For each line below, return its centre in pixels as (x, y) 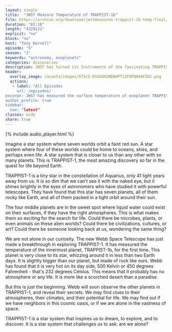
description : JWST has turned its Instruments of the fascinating (78, 67)
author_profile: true (28, 100)
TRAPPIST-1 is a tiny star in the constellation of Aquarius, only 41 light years (85, 175)
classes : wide (20, 115)
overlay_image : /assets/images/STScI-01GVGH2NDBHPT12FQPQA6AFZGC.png (85, 77)
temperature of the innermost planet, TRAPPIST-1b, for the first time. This (83, 250)
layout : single (21, 10)
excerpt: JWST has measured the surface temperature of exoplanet (78, 96)
